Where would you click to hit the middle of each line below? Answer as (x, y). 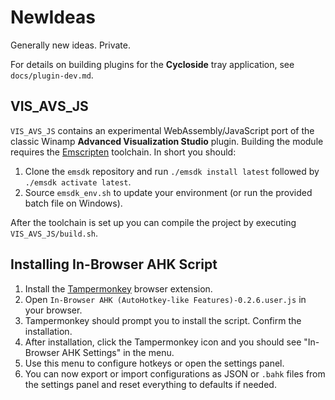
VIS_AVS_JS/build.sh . (54, 233)
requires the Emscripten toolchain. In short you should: (123, 152)
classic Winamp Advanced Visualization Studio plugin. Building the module (167, 141)
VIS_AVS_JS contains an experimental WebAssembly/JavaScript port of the (162, 130)
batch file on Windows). (73, 203)
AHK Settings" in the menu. (118, 352)
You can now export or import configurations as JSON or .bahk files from (175, 373)
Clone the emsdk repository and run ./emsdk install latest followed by (172, 171)
